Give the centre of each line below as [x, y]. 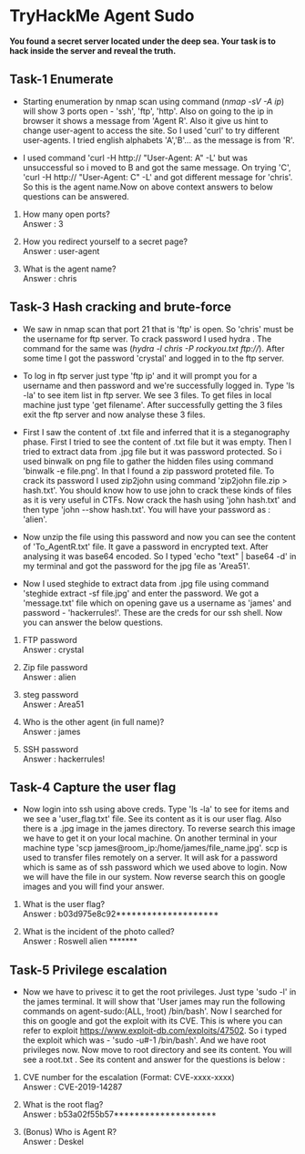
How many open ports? [66, 214]
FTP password [50, 639]
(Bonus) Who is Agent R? [69, 1132]
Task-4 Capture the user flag [93, 787]
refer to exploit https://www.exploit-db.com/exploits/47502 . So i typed [154, 1031]
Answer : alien [49, 677]
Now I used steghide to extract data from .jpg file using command [146, 583]
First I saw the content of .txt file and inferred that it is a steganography [156, 432]
